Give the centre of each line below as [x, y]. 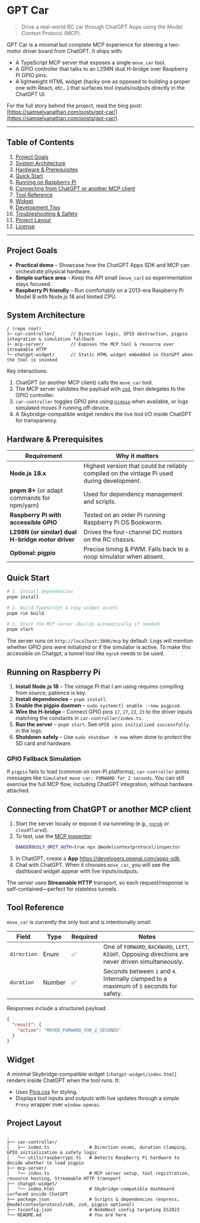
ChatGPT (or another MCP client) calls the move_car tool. [84, 383]
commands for [30, 498]
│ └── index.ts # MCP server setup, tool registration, [99, 1173]
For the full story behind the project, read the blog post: [74, 105]
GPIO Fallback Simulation [44, 759]
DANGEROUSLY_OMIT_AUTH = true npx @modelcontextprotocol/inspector [98, 847]
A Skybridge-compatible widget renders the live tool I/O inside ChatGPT [103, 414]
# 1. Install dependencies [40, 592]
